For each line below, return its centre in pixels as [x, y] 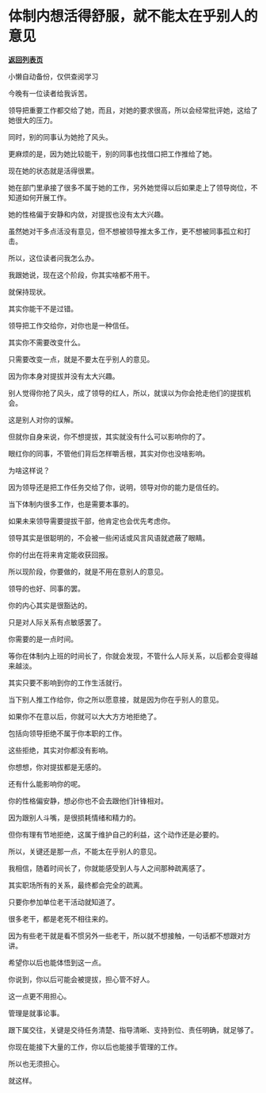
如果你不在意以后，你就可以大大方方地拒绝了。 [84, 716]
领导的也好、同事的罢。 [46, 588]
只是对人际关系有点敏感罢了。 [57, 622]
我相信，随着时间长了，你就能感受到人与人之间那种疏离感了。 [109, 868]
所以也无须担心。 [36, 1064]
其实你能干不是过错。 [43, 308]
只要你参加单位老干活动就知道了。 [64, 902]
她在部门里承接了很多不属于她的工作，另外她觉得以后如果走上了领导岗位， [129, 187]
